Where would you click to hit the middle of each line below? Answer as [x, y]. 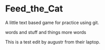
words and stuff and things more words [46, 32]
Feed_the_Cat [34, 9]
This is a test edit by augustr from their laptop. [53, 42]
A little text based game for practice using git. [52, 22]
